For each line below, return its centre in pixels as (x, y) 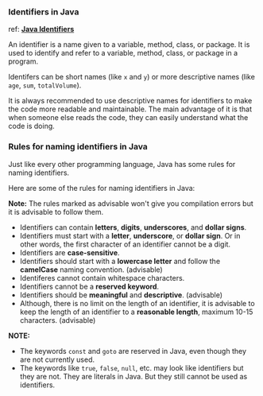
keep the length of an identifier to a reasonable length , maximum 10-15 (136, 312)
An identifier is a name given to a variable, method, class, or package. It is (129, 45)
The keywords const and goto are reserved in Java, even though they (133, 351)
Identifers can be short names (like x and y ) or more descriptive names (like (132, 77)
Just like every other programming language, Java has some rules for (122, 164)
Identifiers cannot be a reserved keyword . (89, 286)
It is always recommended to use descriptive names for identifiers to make (130, 101)
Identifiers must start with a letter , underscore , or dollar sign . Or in (130, 235)
